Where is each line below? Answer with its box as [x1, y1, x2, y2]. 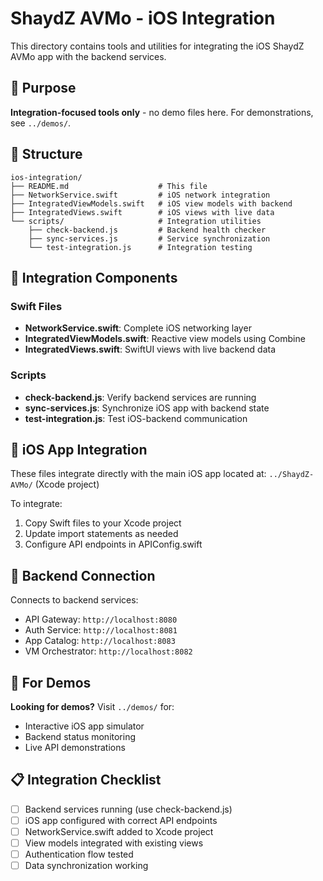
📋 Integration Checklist [10, 772, 162, 789]
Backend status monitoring [24, 730, 137, 742]
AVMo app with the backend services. [10, 50, 167, 62]
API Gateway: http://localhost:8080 [24, 613, 178, 626]
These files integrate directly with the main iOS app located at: [10, 468, 267, 480]
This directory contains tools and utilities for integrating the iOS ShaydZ [10, 40, 305, 52]
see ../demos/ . [10, 117, 72, 129]
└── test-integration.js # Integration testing [28, 242, 253, 252]
